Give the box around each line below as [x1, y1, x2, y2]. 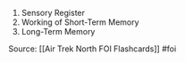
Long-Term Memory [21, 27, 96, 36]
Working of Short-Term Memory [21, 17, 139, 27]
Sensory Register [21, 8, 86, 18]
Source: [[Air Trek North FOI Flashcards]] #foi [8, 43, 177, 54]
